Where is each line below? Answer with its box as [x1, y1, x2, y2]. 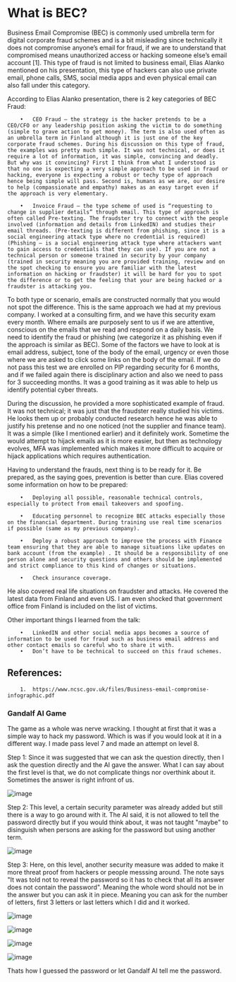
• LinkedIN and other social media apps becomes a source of [20, 629, 210, 636]
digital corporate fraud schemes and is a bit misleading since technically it [7, 35, 223, 44]
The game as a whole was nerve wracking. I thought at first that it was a [7, 725, 216, 733]
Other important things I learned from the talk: [7, 615, 141, 624]
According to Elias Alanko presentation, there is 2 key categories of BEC [7, 94, 217, 103]
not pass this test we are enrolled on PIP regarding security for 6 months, [7, 363, 220, 371]
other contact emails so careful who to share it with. [7, 641, 175, 648]
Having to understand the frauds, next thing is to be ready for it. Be [7, 465, 202, 474]
